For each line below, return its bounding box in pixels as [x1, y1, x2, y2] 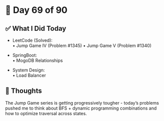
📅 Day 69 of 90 [5, 4, 68, 16]
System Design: [12, 67, 45, 73]
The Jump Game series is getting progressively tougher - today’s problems [5, 100, 160, 106]
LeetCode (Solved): [12, 37, 53, 43]
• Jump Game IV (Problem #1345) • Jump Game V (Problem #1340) [12, 43, 152, 49]
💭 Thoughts [5, 87, 42, 95]
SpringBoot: [12, 52, 37, 58]
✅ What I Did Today [5, 24, 66, 33]
